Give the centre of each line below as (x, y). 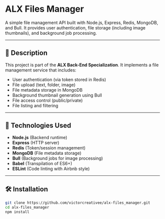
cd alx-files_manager (27, 207)
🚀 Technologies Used (38, 126)
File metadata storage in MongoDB (47, 90)
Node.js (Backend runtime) (40, 137)
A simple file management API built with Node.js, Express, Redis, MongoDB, (82, 23)
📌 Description (26, 53)
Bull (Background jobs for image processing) (57, 158)
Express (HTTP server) (36, 143)
